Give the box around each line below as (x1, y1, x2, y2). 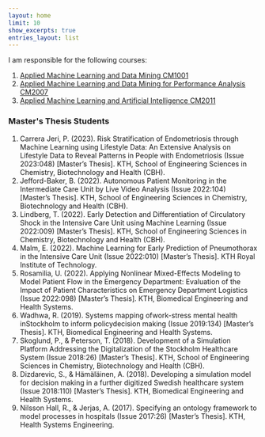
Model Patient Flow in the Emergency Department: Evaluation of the (19, 276, 241, 286)
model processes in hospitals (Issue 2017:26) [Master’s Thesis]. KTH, (19, 411, 246, 420)
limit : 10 (8, 19, 41, 27)
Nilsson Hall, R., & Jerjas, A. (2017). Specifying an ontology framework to (19, 403, 257, 412)
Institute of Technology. (19, 260, 97, 269)
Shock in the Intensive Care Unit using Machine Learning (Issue (19, 218, 227, 227)
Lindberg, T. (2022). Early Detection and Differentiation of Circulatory (19, 209, 246, 218)
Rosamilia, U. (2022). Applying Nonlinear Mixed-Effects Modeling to (19, 268, 241, 278)
